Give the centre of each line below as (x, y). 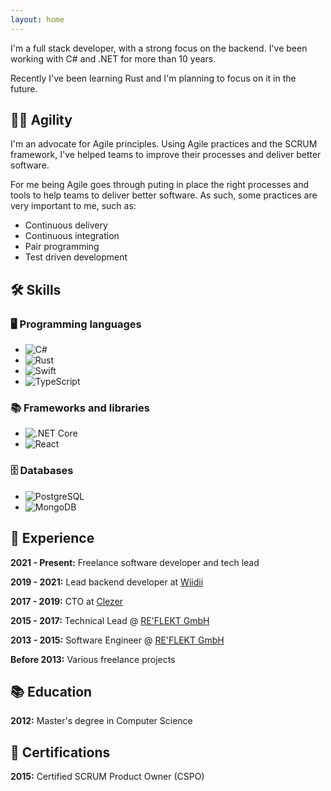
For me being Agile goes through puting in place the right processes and (159, 185)
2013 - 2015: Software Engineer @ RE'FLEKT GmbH (117, 640)
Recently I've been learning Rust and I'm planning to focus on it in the (153, 78)
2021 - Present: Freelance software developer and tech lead (135, 562)
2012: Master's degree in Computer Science (101, 721)
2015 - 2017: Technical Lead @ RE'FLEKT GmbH (110, 620)
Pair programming (62, 247)
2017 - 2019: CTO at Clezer (67, 601)
